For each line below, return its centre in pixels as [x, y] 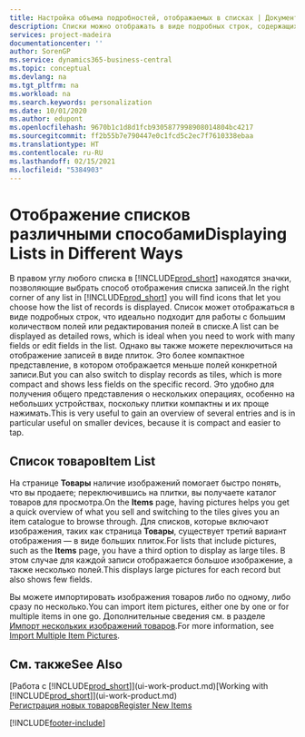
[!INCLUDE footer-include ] [58, 722]
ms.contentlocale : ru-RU [56, 152]
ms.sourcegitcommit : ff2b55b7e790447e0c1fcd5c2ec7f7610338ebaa [132, 136]
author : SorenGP [40, 52]
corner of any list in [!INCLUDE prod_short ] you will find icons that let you [145, 298]
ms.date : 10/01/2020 [49, 111]
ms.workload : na [40, 93]
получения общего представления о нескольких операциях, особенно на [152, 394]
